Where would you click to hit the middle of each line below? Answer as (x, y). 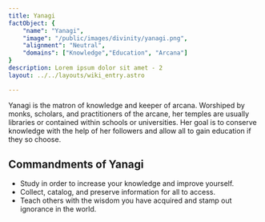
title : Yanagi (32, 16)
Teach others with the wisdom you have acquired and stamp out (126, 200)
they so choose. (35, 139)
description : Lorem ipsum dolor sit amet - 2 (85, 68)
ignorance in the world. (58, 209)
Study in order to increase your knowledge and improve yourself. (127, 184)
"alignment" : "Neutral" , (64, 46)
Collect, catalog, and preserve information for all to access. (118, 192)
